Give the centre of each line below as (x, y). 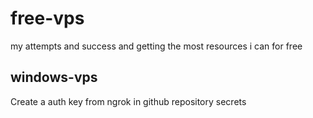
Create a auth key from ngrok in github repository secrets (128, 101)
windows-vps (54, 77)
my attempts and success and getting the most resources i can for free (156, 46)
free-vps (47, 18)
